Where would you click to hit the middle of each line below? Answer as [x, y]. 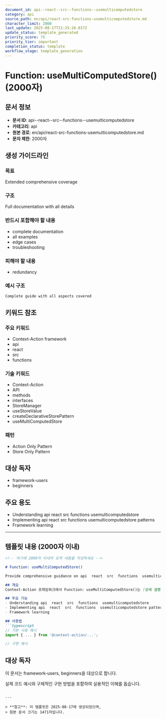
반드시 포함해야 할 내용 [30, 220]
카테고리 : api [25, 126]
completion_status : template [35, 46]
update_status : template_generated [42, 33]
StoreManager [27, 406]
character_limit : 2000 [28, 23]
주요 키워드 [18, 328]
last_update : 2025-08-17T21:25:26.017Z [46, 28]
